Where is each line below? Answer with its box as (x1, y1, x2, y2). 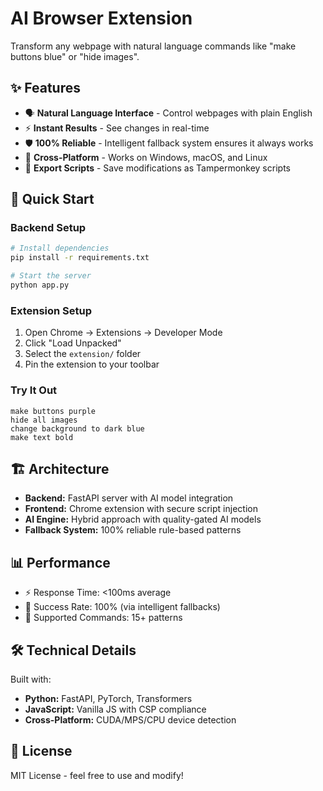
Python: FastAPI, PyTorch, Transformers (24, 692, 193, 704)
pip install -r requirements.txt (10, 253, 150, 263)
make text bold (10, 432, 74, 442)
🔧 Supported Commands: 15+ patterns (24, 612, 183, 624)
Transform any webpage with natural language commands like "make (10, 40, 297, 52)
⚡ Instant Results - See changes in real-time (24, 122, 210, 134)
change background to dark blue (10, 423, 145, 434)
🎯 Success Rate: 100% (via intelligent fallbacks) (24, 601, 221, 613)
